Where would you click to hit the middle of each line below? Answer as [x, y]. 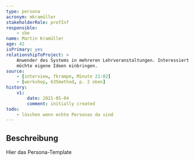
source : [15, 71]
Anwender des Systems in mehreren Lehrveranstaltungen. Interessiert [103, 60]
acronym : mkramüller [31, 17]
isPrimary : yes [25, 50]
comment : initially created [61, 104]
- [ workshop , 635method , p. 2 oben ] [61, 82]
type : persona [23, 11]
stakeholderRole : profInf [37, 22]
